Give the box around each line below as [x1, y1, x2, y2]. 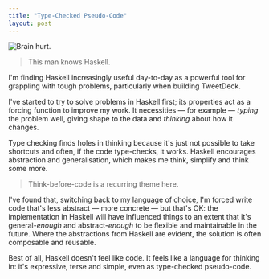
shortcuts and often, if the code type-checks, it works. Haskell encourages [8, 146, 256, 156]
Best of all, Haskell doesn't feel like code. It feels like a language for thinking [8, 252, 260, 262]
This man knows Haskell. [27, 57, 111, 67]
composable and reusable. [8, 237, 96, 247]
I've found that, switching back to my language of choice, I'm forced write [8, 195, 253, 204]
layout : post [8, 19, 52, 27]
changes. [8, 122, 39, 132]
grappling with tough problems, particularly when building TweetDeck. [8, 81, 241, 91]
